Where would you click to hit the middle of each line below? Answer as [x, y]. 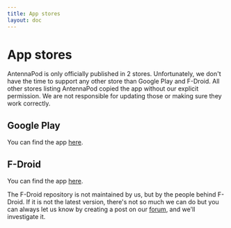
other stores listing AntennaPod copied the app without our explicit [103, 89]
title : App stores [34, 14]
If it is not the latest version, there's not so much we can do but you [122, 202]
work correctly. [29, 104]
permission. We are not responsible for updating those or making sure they [114, 96]
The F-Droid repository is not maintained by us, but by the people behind [112, 195]
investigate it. [26, 217]
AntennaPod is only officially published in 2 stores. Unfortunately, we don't [114, 74]
